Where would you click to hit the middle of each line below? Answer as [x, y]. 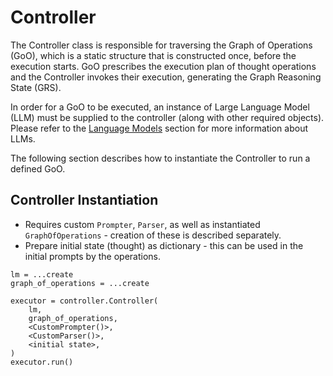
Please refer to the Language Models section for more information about [159, 128]
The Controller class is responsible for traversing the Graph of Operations [161, 45]
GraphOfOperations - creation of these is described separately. [153, 235]
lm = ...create [42, 274]
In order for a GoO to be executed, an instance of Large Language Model [160, 107]
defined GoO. [38, 168]
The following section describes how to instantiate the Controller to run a [160, 158]
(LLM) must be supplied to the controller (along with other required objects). [167, 117]
